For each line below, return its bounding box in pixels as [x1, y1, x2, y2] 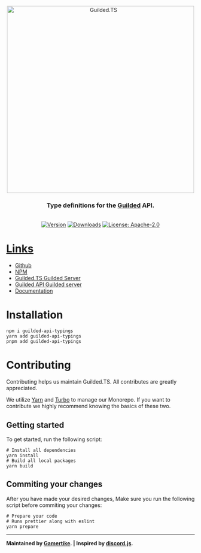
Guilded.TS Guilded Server [14, 275, 81, 282]
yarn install [6, 452, 39, 458]
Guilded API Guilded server [14, 281, 82, 288]
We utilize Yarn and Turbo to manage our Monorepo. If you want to [6, 396, 170, 403]
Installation [6, 308, 63, 322]
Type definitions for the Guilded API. [46, 201, 155, 209]
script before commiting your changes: [6, 502, 102, 509]
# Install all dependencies [6, 447, 77, 453]
